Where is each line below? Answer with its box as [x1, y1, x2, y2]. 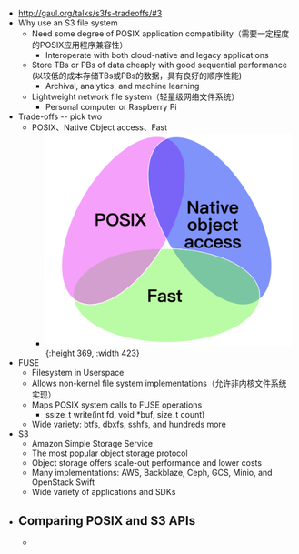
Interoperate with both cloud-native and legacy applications [45, 50, 270, 60]
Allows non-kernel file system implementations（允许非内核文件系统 [31, 378, 287, 389]
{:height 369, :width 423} [45, 348, 140, 358]
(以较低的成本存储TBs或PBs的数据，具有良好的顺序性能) [31, 70, 243, 81]
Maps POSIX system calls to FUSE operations [31, 399, 203, 410]
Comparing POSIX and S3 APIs [17, 513, 196, 529]
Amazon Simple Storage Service [31, 438, 153, 449]
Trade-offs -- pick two [17, 111, 103, 122]
